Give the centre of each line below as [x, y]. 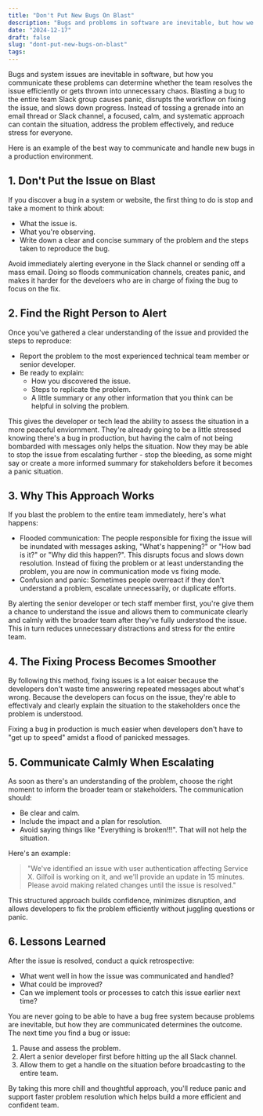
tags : [17, 52]
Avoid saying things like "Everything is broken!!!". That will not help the [133, 830]
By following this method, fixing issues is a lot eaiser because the [113, 681]
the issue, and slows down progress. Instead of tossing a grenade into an [126, 108]
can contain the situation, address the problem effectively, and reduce [121, 124]
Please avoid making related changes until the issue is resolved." [131, 885]
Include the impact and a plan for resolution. [91, 821]
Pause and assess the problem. [70, 1048]
